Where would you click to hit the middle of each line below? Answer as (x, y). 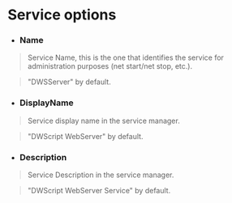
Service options (62, 15)
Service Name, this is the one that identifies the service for (126, 57)
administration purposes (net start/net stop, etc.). (110, 66)
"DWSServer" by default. (69, 82)
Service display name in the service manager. (103, 121)
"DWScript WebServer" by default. (85, 136)
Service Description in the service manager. (101, 175)
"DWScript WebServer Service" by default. (99, 191)
